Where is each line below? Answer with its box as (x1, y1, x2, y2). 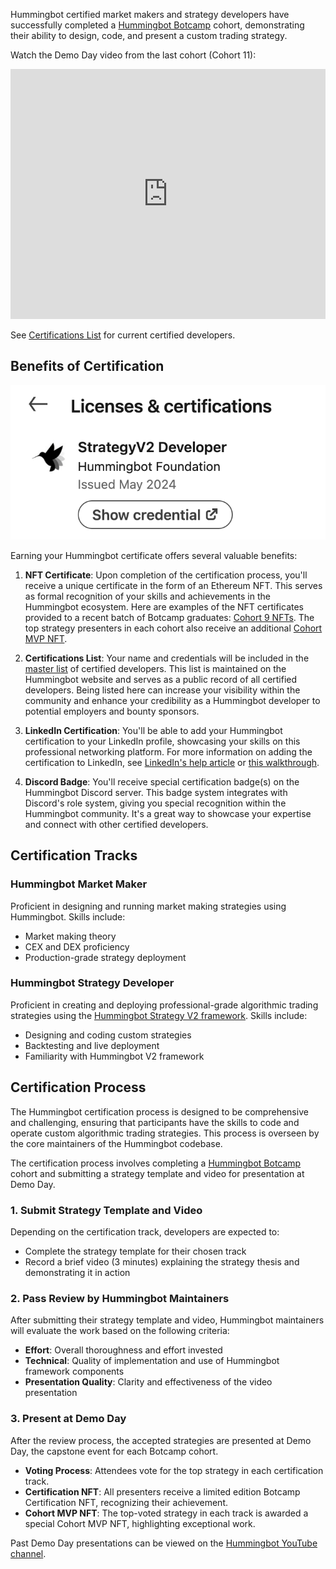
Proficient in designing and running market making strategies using (10, 900, 287, 912)
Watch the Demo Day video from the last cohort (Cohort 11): (10, 49, 257, 61)
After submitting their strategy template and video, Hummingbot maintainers (10, 1314, 325, 1326)
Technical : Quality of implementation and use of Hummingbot (24, 1355, 280, 1367)
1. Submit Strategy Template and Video (10, 1203, 203, 1217)
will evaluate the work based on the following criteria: (10, 1325, 230, 1337)
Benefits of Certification (10, 358, 165, 375)
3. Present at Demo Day (10, 1412, 127, 1426)
